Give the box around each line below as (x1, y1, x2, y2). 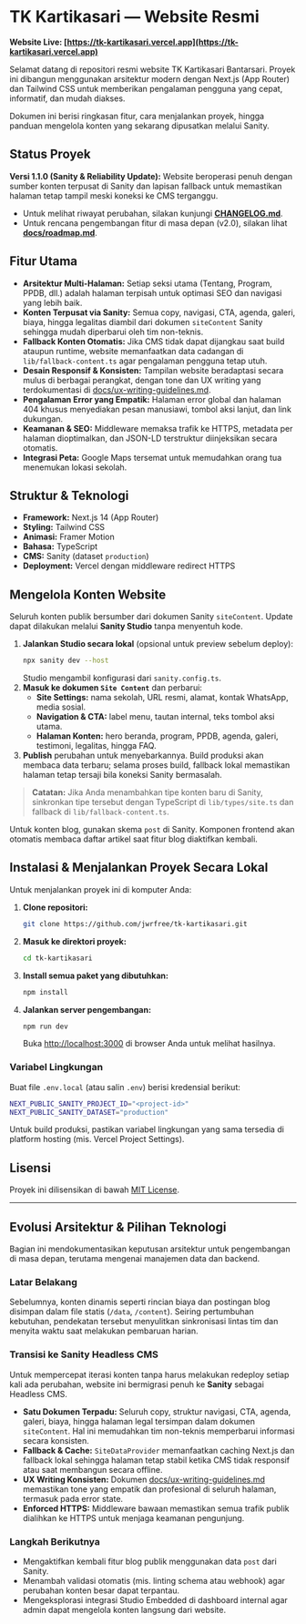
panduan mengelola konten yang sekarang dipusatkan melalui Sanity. (9, 120, 270, 131)
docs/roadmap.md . (22, 227, 97, 238)
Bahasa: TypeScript (22, 541, 98, 552)
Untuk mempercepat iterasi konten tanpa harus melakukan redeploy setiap (9, 1369, 290, 1380)
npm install (22, 987, 68, 996)
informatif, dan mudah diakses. (9, 93, 126, 104)
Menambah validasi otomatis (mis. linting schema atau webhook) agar (22, 1575, 285, 1586)
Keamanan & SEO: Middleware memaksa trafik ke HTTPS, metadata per (22, 423, 293, 434)
